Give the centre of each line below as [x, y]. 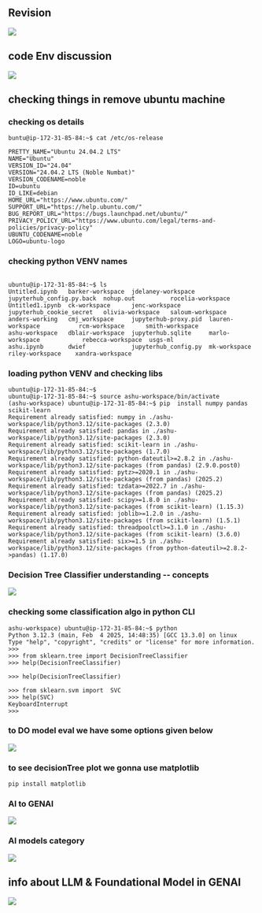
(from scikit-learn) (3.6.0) [193, 534]
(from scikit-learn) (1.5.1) [193, 520]
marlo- [220, 333]
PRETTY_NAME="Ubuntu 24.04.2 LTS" [65, 152]
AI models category [46, 841]
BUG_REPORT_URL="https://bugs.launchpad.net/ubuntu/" [98, 214]
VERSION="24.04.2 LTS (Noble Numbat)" [72, 173]
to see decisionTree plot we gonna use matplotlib [104, 767]
